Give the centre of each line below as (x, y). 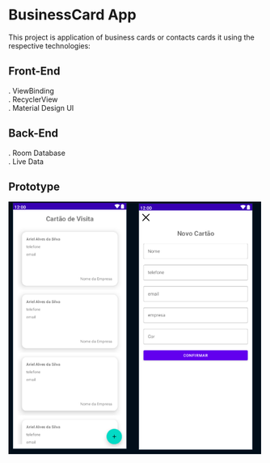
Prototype (34, 186)
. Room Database (37, 153)
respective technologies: (49, 45)
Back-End (34, 134)
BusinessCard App (72, 15)
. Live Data (26, 161)
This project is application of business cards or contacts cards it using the (131, 37)
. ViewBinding (32, 90)
